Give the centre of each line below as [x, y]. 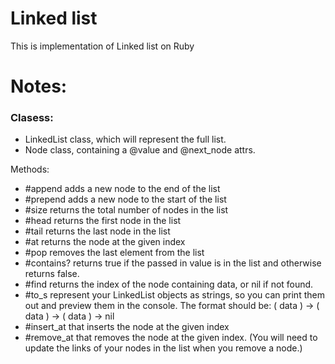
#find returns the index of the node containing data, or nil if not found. [169, 284]
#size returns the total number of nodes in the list [126, 210]
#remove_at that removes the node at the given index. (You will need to [171, 338]
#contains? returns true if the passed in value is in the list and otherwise [173, 263]
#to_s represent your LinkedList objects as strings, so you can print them [174, 295]
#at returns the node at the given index [105, 242]
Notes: [39, 86]
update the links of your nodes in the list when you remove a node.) [163, 348]
